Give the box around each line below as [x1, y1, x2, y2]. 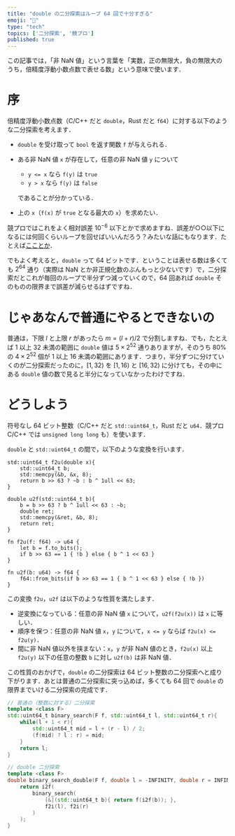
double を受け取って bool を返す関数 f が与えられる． [17, 141, 171, 149]
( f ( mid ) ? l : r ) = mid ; [32, 732, 105, 739]
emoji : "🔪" [7, 17, 39, 24]
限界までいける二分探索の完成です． [7, 685, 112, 693]
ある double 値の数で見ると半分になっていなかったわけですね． [7, 369, 189, 378]
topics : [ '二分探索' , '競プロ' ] [7, 29, 94, 37]
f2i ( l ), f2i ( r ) [44, 802, 90, 810]
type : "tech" [7, 23, 45, 30]
